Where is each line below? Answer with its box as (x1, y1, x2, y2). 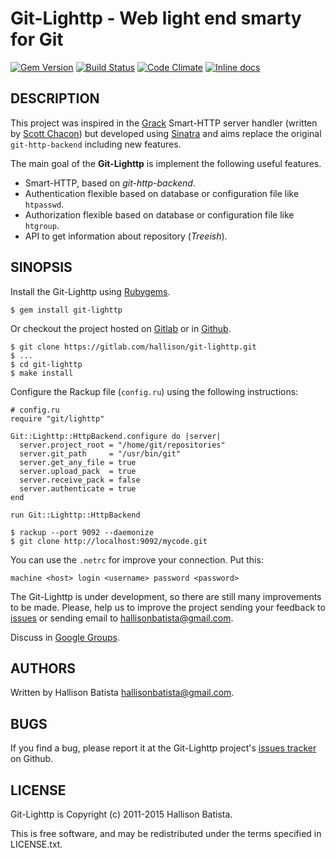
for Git (10, 28, 64, 51)
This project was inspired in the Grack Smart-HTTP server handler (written (10, 117, 318, 129)
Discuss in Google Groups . (10, 631, 120, 643)
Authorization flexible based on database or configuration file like (24, 208, 295, 221)
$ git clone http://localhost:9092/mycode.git (10, 536, 208, 546)
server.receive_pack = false (19, 475, 141, 485)
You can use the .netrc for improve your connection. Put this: (10, 553, 264, 566)
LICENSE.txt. (10, 838, 63, 850)
